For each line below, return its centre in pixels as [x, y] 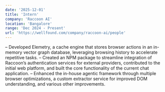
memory [14, 52]
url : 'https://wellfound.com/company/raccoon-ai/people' [66, 33]
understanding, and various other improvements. [55, 84]
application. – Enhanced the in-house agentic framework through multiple [81, 73]
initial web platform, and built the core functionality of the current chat [77, 68]
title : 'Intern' [22, 14]
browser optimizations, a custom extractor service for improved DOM [77, 79]
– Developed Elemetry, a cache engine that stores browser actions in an [79, 47]
